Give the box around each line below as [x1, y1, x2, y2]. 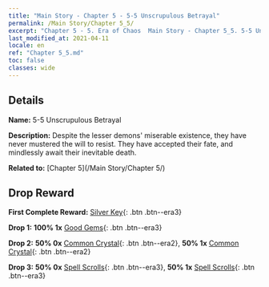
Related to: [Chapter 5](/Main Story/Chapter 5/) [8, 163, 166, 172]
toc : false [8, 57, 45, 65]
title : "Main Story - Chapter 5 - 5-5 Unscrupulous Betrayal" [8, 11, 220, 20]
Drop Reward [8, 186, 74, 200]
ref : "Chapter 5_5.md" [8, 49, 84, 57]
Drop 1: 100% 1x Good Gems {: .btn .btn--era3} [8, 223, 163, 232]
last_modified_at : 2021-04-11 [8, 34, 110, 42]
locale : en [8, 42, 45, 50]
